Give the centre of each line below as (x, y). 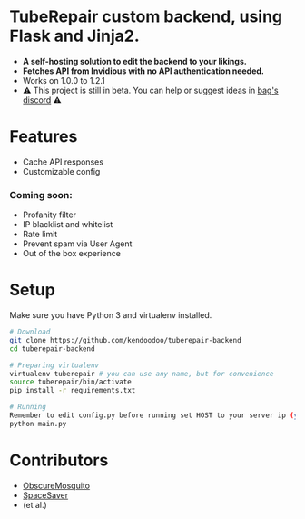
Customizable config (61, 171)
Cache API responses (63, 162)
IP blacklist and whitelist (68, 225)
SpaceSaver (45, 495)
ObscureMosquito (56, 485)
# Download (30, 332)
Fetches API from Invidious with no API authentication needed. (143, 71)
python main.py (38, 424)
